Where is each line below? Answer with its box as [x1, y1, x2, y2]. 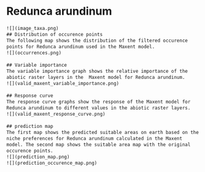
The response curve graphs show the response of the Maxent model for [6, 99, 191, 105]
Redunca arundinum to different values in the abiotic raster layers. [6, 105, 191, 111]
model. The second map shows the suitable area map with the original [6, 141, 191, 148]
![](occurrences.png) [6, 50, 62, 56]
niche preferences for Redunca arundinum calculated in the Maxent [6, 135, 183, 141]
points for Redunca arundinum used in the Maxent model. [6, 43, 155, 50]
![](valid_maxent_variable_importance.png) [6, 80, 120, 86]
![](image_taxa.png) [6, 25, 60, 31]
